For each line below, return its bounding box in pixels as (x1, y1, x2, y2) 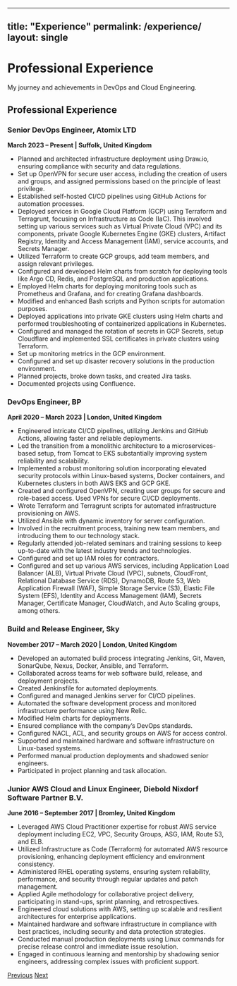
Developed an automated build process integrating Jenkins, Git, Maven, (17, 654, 226, 662)
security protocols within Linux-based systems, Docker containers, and (17, 472, 226, 480)
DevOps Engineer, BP (7, 396, 82, 406)
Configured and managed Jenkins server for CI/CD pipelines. (17, 691, 196, 700)
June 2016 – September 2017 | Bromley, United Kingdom (7, 808, 176, 817)
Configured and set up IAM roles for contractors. (17, 554, 159, 563)
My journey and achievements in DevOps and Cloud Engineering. (7, 83, 197, 92)
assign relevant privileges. (17, 260, 94, 268)
